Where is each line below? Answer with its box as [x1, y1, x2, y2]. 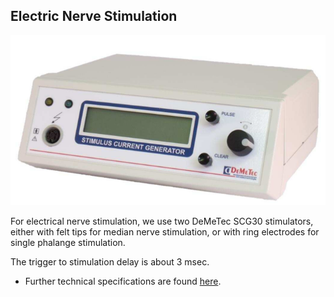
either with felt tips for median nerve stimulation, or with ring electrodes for [10, 225, 320, 238]
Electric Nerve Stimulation [10, 8, 178, 25]
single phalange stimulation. [10, 236, 126, 248]
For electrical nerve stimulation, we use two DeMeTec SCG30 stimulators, [10, 215, 314, 227]
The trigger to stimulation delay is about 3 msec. [10, 255, 210, 268]
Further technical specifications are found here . [24, 275, 222, 287]
